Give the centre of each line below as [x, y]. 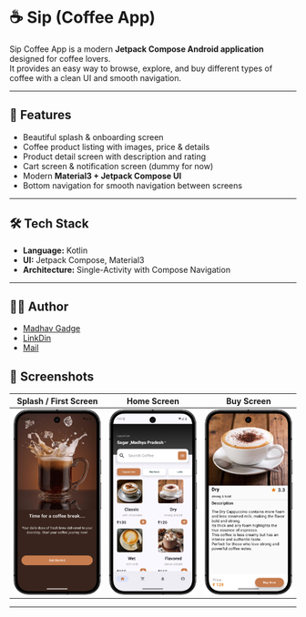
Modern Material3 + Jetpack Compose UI [102, 176]
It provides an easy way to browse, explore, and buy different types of [141, 68]
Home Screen [153, 400]
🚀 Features [41, 115]
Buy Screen [249, 400]
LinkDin [37, 339]
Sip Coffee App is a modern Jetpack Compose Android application [137, 49]
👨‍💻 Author [39, 306]
